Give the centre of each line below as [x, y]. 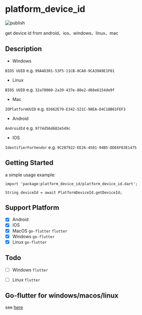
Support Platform [32, 207]
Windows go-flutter [34, 236]
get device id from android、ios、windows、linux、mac [62, 33]
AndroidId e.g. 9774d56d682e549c [38, 128]
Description [23, 49]
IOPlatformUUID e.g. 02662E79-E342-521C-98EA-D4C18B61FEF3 [65, 109]
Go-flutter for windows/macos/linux [62, 296]
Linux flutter [26, 280]
